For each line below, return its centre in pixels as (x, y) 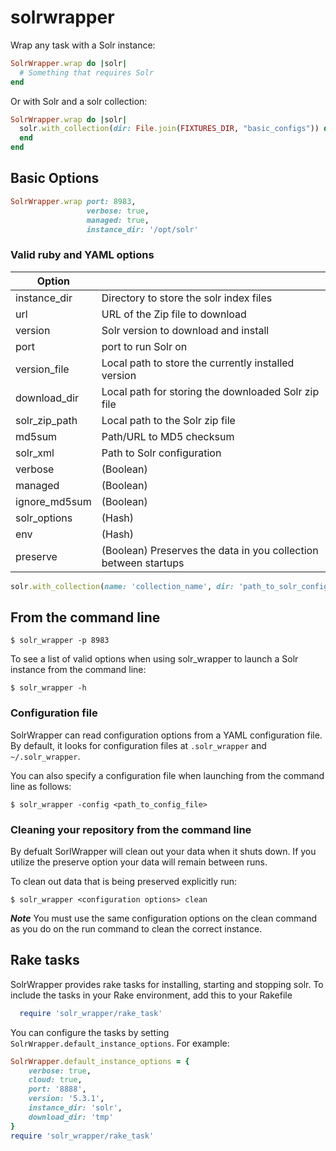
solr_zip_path (46, 420)
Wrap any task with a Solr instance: (83, 45)
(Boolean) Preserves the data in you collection (210, 550)
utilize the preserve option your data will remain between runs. (139, 862)
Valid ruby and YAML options (82, 255)
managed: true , (118, 220)
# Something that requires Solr (87, 72)
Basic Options (55, 178)
